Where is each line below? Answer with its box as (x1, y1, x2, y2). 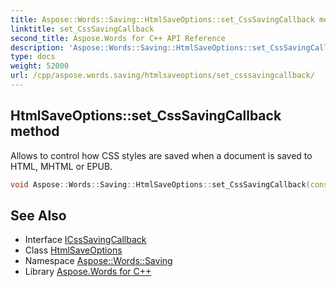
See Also (10, 207, 67, 224)
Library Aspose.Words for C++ (24, 266, 152, 278)
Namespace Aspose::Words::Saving (24, 255, 173, 267)
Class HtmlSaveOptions (24, 244, 123, 256)
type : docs (10, 52, 56, 62)
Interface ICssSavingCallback (24, 234, 147, 246)
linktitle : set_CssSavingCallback (10, 24, 155, 34)
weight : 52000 (10, 61, 70, 71)
